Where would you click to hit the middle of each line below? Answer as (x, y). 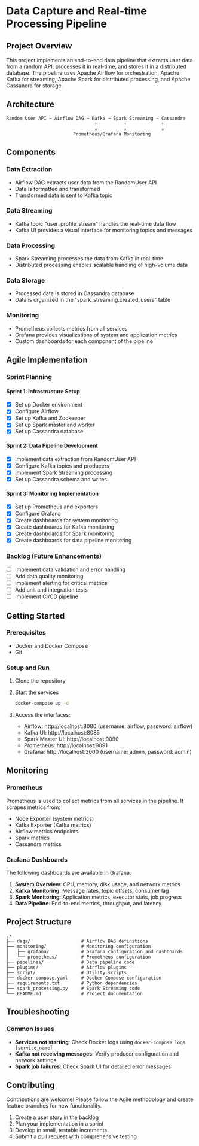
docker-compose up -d (42, 704)
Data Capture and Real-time (77, 11)
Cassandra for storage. (35, 86)
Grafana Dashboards (37, 859)
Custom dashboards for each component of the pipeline (84, 341)
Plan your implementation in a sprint (59, 1124)
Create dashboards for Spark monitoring (65, 533)
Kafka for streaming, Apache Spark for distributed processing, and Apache (98, 79)
